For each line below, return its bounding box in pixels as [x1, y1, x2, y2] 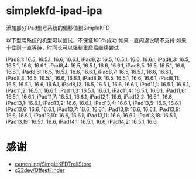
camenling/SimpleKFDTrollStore [14, 160, 92, 167]
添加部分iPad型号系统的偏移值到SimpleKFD [6, 24, 110, 31]
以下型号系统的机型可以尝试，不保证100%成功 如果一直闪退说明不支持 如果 [6, 36, 187, 43]
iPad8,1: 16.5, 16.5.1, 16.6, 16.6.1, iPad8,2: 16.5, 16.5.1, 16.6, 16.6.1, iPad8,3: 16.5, [6, 56, 190, 63]
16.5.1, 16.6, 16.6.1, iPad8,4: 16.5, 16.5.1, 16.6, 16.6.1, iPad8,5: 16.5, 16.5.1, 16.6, [6, 62, 186, 69]
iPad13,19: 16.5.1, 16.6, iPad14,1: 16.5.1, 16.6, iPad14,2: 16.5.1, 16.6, [6, 118, 158, 125]
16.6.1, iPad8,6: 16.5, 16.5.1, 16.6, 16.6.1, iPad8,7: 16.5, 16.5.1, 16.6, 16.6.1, [6, 68, 173, 75]
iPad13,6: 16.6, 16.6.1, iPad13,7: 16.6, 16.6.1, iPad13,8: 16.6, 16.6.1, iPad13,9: [6, 106, 180, 113]
